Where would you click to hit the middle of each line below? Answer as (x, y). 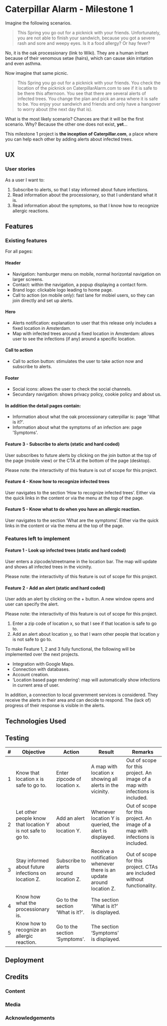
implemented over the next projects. (42, 654)
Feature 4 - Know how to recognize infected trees (57, 481)
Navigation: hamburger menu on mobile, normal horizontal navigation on (86, 274)
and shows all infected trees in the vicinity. (49, 567)
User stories (20, 169)
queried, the (105, 825)
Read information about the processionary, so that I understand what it (85, 195)
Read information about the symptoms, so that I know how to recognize (85, 205)
